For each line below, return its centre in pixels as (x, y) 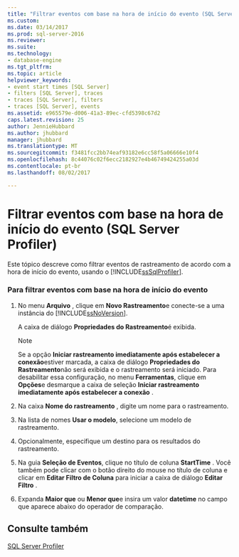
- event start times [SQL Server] (59, 87)
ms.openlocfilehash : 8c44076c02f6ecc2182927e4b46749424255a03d (103, 160)
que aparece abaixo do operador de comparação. (90, 506)
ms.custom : (23, 21)
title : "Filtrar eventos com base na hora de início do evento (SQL (111, 14)
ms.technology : (30, 54)
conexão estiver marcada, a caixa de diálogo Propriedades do (109, 362)
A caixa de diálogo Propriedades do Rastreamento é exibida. (107, 327)
